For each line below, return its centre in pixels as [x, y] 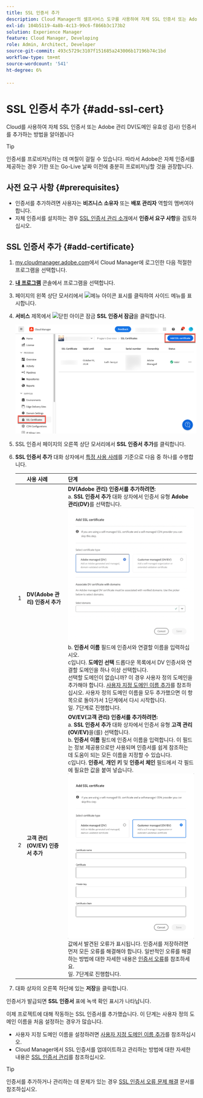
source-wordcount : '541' [37, 63]
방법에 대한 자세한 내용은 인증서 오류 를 [124, 958]
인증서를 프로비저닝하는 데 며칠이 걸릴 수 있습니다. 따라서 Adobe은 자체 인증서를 [101, 159]
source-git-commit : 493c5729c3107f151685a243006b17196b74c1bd [86, 51]
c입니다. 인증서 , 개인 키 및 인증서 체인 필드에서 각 [125, 762]
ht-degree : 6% [24, 70]
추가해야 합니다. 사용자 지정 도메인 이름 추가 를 [122, 685]
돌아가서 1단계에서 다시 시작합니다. [125, 700]
